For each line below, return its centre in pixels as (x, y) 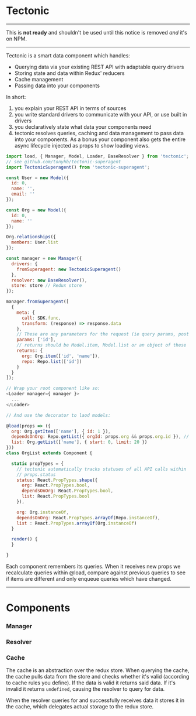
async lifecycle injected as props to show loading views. (82, 145)
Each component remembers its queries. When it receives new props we (93, 567)
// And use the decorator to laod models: (58, 415)
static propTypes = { (38, 464)
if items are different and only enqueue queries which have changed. (89, 579)
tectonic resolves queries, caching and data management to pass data (99, 133)
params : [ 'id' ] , (36, 340)
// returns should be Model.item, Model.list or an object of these (101, 345)
